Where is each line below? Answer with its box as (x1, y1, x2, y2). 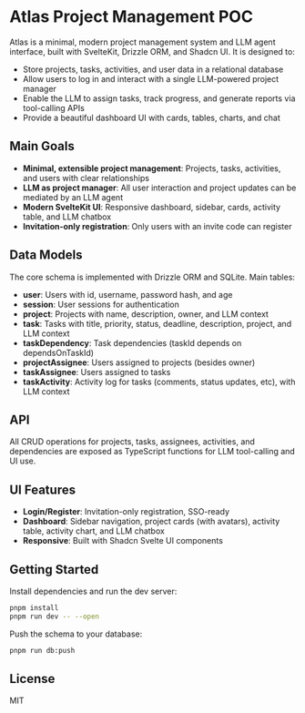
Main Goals (9, 138, 75, 154)
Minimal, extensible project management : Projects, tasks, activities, (22, 162, 281, 174)
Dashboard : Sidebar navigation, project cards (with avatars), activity (22, 516, 280, 527)
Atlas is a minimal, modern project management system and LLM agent (9, 36, 276, 47)
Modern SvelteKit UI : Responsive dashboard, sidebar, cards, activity (22, 201, 280, 212)
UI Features (9, 482, 76, 497)
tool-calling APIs (22, 102, 85, 113)
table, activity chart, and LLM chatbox (22, 525, 166, 536)
